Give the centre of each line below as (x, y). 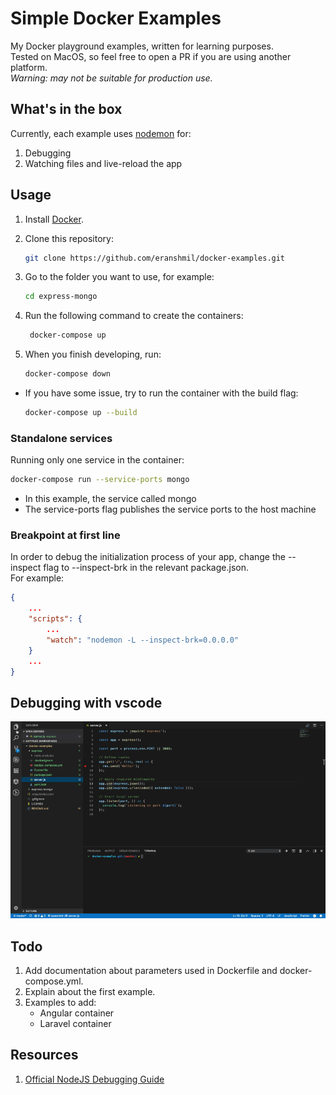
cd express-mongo (61, 297)
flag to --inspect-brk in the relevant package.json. (146, 568)
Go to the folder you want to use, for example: (119, 277)
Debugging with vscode (86, 702)
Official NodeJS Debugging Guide (94, 1079)
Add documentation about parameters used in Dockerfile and (151, 971)
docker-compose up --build (81, 413)
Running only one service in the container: (97, 460)
